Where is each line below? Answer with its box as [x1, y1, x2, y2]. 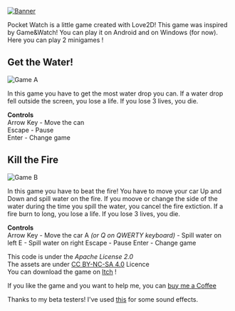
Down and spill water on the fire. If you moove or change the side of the [7, 194, 219, 203]
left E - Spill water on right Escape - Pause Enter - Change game [7, 238, 197, 247]
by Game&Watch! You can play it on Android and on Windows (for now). [7, 29, 219, 36]
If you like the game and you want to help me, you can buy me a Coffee [7, 281, 217, 290]
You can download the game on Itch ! [7, 267, 117, 276]
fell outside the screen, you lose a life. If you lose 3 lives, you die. [7, 96, 199, 105]
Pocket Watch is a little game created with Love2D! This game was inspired [7, 21, 228, 29]
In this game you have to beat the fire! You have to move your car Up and [7, 186, 222, 195]
